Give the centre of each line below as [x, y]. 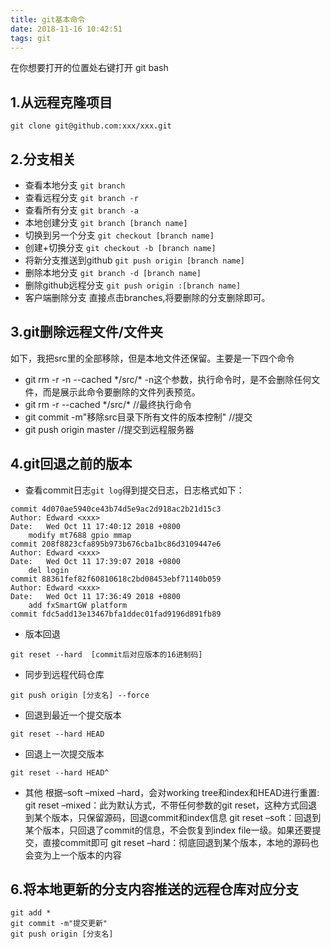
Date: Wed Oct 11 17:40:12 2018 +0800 [96, 526]
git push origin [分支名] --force [80, 695]
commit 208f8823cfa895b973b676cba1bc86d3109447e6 [116, 544]
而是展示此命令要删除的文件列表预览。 [121, 392]
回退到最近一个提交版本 [73, 715]
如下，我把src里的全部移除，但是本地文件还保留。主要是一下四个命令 [152, 358]
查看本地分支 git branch [75, 185]
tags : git [31, 38]
